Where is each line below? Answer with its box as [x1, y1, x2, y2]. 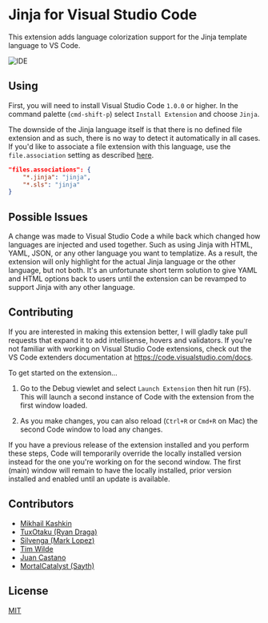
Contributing [8, 306, 74, 320]
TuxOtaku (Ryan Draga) [19, 527, 98, 537]
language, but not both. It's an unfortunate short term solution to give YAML [8, 266, 258, 275]
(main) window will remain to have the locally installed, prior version [8, 465, 232, 475]
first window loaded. [19, 400, 88, 410]
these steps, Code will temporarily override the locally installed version [8, 448, 242, 458]
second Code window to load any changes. [19, 424, 163, 434]
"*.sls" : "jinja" [22, 180, 81, 189]
